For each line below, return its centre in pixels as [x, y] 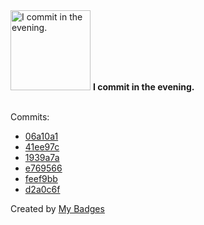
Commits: [30, 117]
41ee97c [42, 147]
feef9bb [41, 178]
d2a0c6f [42, 189]
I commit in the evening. [143, 87]
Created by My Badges [57, 208]
